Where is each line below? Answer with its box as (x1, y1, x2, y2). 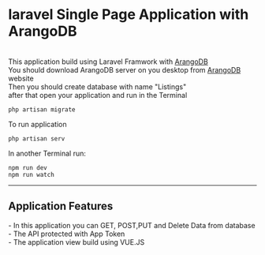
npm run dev (8, 163, 47, 171)
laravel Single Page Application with (8, 6, 249, 24)
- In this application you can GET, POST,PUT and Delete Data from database (8, 220, 256, 230)
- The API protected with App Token (8, 229, 125, 238)
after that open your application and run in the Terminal (8, 90, 188, 99)
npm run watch (8, 171, 55, 178)
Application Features (8, 200, 114, 213)
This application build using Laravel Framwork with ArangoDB (8, 57, 209, 66)
